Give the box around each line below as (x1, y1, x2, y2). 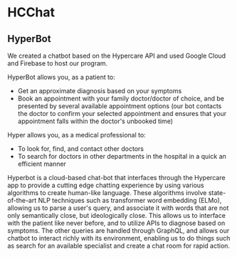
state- (208, 189, 226, 196)
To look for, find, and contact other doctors (17, 145, 144, 153)
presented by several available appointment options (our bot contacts (17, 102, 222, 110)
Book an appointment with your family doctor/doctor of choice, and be (17, 94, 224, 103)
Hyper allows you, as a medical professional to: (7, 131, 146, 139)
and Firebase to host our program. (7, 59, 108, 68)
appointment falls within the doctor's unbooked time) (17, 117, 173, 125)
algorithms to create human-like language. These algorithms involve (7, 189, 207, 196)
